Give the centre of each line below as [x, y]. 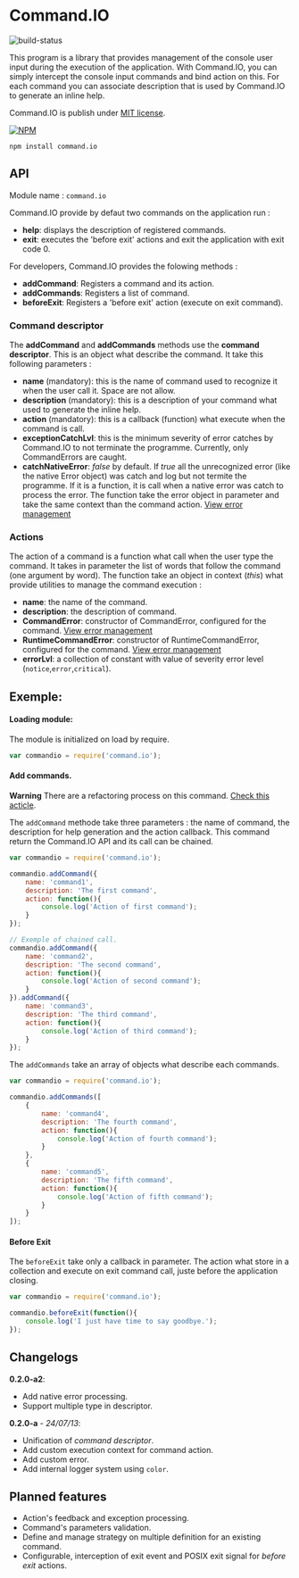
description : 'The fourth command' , [109, 1122]
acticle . [23, 805]
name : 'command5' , [75, 1172]
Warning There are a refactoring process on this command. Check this [140, 796]
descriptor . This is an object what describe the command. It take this [137, 354]
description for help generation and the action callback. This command [140, 832]
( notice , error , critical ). [66, 669]
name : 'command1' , [59, 882]
